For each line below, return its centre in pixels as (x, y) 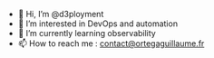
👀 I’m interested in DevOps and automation (98, 24)
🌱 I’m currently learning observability (87, 33)
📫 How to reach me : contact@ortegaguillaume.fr (111, 43)
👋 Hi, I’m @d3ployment (61, 14)
